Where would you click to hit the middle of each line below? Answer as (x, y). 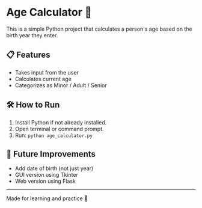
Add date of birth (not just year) (54, 168)
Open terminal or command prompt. (59, 129)
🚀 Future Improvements (51, 154)
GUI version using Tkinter (46, 175)
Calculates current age (43, 79)
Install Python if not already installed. (61, 122)
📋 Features (28, 55)
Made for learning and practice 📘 (47, 198)
